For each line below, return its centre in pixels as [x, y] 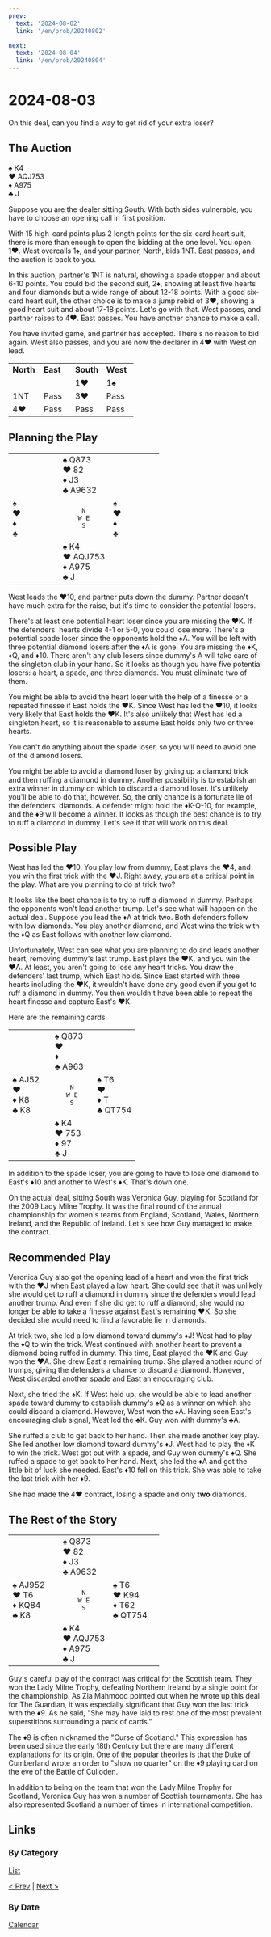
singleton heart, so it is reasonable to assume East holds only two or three [131, 722]
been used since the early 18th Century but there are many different [121, 1746]
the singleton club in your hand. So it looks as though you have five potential [135, 664]
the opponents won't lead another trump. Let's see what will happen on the [133, 909]
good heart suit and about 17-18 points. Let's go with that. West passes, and [134, 309]
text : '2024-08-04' [48, 53]
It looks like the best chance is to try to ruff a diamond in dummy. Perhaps [131, 900]
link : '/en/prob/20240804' [61, 61]
